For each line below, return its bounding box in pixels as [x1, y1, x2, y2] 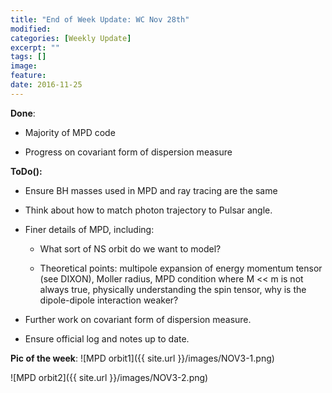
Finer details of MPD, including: [24, 223, 155, 235]
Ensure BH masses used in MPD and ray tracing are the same [24, 184, 278, 196]
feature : [10, 71, 47, 81]
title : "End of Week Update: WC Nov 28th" [10, 14, 190, 25]
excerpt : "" [10, 42, 60, 53]
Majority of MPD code [24, 126, 116, 138]
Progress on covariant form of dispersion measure [24, 146, 233, 158]
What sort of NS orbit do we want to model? [39, 242, 222, 255]
